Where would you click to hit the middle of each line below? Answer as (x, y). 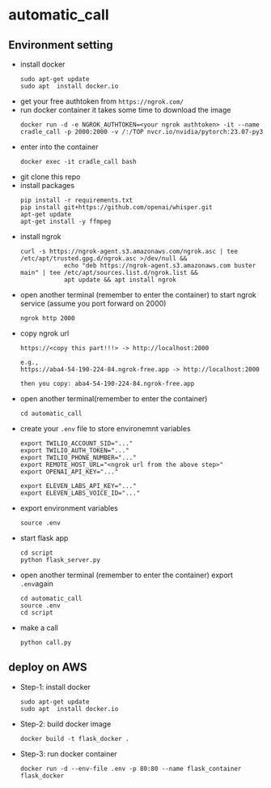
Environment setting (61, 45)
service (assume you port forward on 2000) (93, 303)
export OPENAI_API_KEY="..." (69, 472)
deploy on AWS (48, 668)
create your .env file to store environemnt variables (106, 428)
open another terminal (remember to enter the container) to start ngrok (138, 295)
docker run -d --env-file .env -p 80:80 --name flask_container (131, 769)
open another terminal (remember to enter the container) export (126, 575)
